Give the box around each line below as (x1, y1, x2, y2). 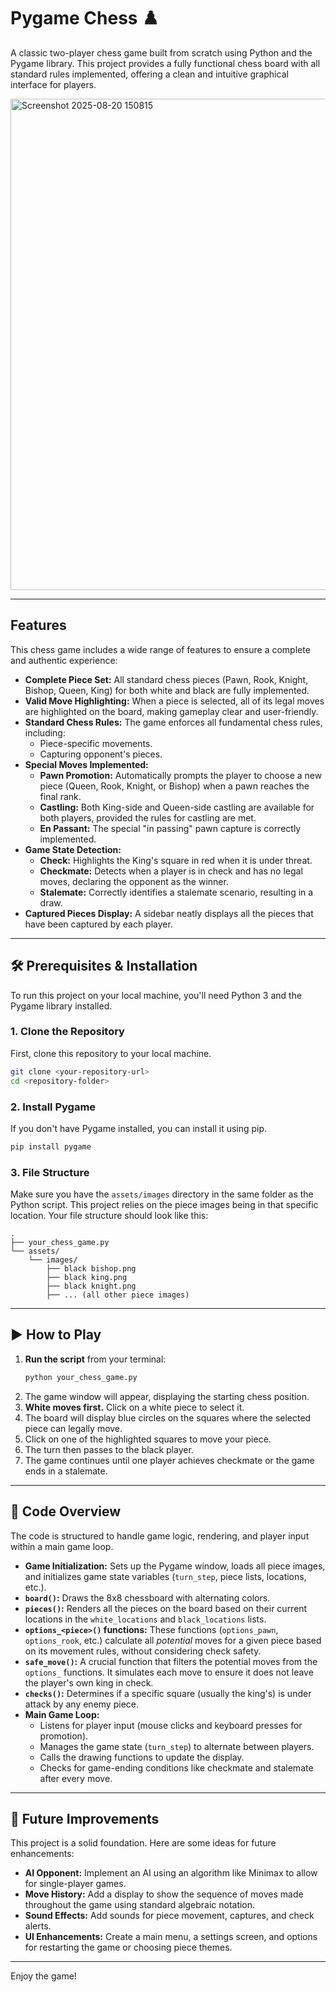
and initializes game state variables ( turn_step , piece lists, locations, (24, 1570, 307, 1582)
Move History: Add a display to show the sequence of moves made (24, 1888, 304, 1900)
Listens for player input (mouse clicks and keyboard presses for (39, 1719, 303, 1731)
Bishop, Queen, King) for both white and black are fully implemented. (24, 684, 310, 696)
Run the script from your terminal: (24, 1353, 167, 1365)
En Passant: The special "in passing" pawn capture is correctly (39, 822, 302, 834)
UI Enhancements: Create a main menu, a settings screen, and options (24, 1931, 318, 1943)
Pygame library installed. (10, 1000, 113, 1012)
